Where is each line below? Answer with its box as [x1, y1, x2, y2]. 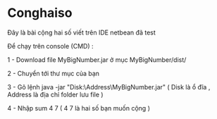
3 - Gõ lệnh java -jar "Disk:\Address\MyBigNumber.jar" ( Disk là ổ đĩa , [7, 82, 211, 91]
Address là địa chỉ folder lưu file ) [7, 90, 104, 99]
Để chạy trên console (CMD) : [7, 42, 94, 50]
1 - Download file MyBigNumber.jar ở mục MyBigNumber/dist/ [7, 55, 187, 64]
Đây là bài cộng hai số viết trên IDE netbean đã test [7, 28, 156, 37]
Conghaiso [7, 5, 73, 21]
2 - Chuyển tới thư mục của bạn [7, 69, 100, 77]
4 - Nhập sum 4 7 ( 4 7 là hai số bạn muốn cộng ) [7, 104, 150, 112]
